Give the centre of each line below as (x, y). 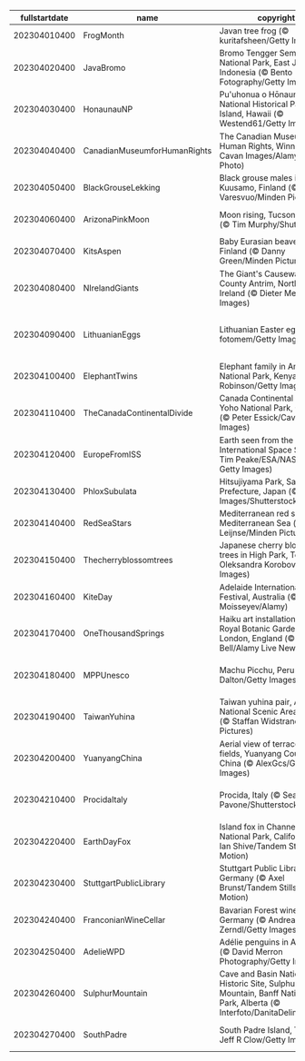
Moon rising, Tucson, (258, 214)
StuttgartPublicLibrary (124, 883)
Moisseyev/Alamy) (254, 606)
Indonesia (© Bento (256, 72)
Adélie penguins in (254, 942)
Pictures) (236, 731)
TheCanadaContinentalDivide (138, 412)
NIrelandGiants (111, 288)
